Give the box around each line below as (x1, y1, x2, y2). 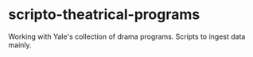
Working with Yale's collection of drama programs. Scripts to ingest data (8, 32, 246, 41)
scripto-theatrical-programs (8, 6, 200, 24)
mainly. (8, 40, 32, 49)
